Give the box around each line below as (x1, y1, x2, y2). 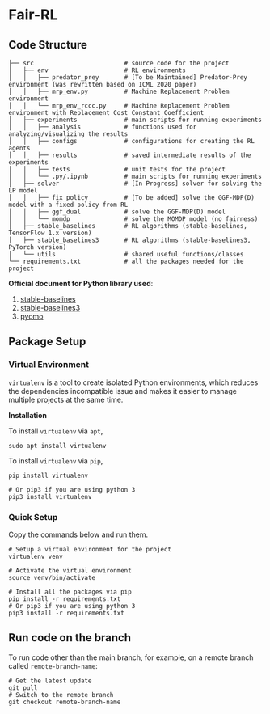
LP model (8, 187, 38, 195)
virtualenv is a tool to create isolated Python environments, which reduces (8, 378, 259, 387)
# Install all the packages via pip (8, 588, 132, 596)
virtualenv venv (8, 552, 63, 560)
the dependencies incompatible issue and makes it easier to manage (8, 386, 237, 395)
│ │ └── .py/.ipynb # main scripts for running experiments (8, 172, 263, 180)
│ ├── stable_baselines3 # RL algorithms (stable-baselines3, (8, 236, 251, 244)
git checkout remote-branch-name (8, 698, 121, 706)
